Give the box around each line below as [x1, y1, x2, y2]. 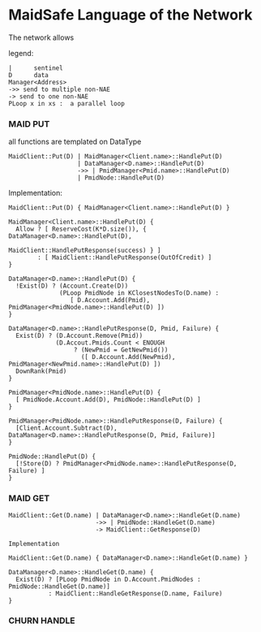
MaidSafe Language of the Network [8, 6, 253, 24]
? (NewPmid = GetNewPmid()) [73, 346, 169, 354]
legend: [8, 48, 34, 58]
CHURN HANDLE [8, 615, 75, 626]
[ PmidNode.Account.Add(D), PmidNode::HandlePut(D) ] [15, 396, 201, 404]
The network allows [8, 32, 75, 42]
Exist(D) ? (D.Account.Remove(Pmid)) [15, 331, 143, 340]
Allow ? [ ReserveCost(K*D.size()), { [15, 225, 148, 233]
